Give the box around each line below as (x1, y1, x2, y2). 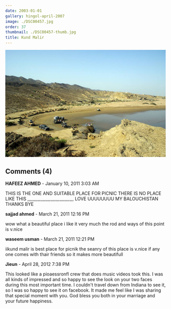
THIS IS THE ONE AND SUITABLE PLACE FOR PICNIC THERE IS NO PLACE (5, 191, 162, 197)
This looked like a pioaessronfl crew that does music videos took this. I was (5, 271, 163, 277)
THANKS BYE (5, 201, 34, 207)
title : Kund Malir (5, 35, 44, 40)
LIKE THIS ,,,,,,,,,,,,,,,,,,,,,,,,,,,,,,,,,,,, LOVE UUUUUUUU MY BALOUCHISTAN (5, 196, 159, 202)
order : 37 (5, 24, 26, 29)
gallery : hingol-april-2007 (5, 13, 65, 19)
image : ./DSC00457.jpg (5, 19, 53, 24)
